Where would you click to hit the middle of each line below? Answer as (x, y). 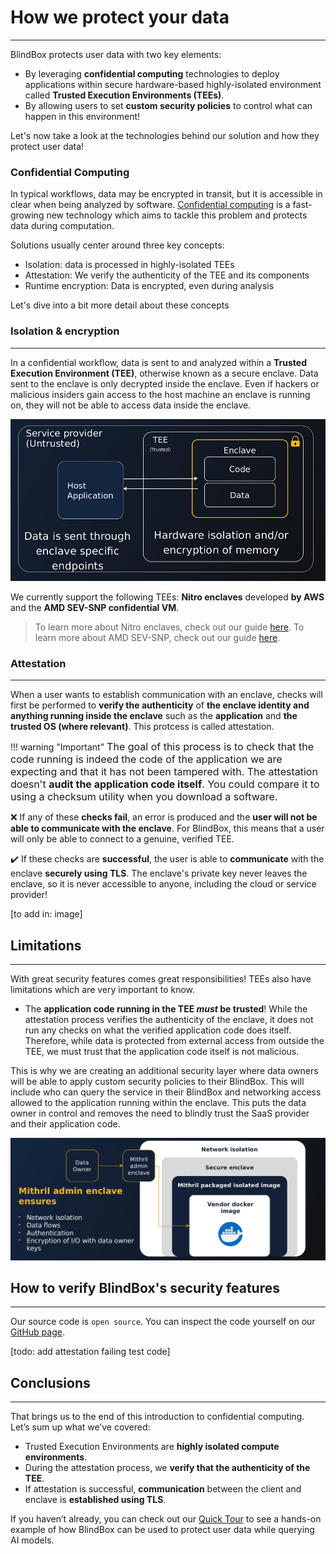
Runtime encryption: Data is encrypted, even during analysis (149, 286)
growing (27, 215)
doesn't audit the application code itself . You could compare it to (165, 784)
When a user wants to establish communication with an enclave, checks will (166, 695)
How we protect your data (120, 17)
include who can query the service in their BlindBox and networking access (166, 1092)
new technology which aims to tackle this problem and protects (177, 215)
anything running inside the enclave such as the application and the (154, 716)
